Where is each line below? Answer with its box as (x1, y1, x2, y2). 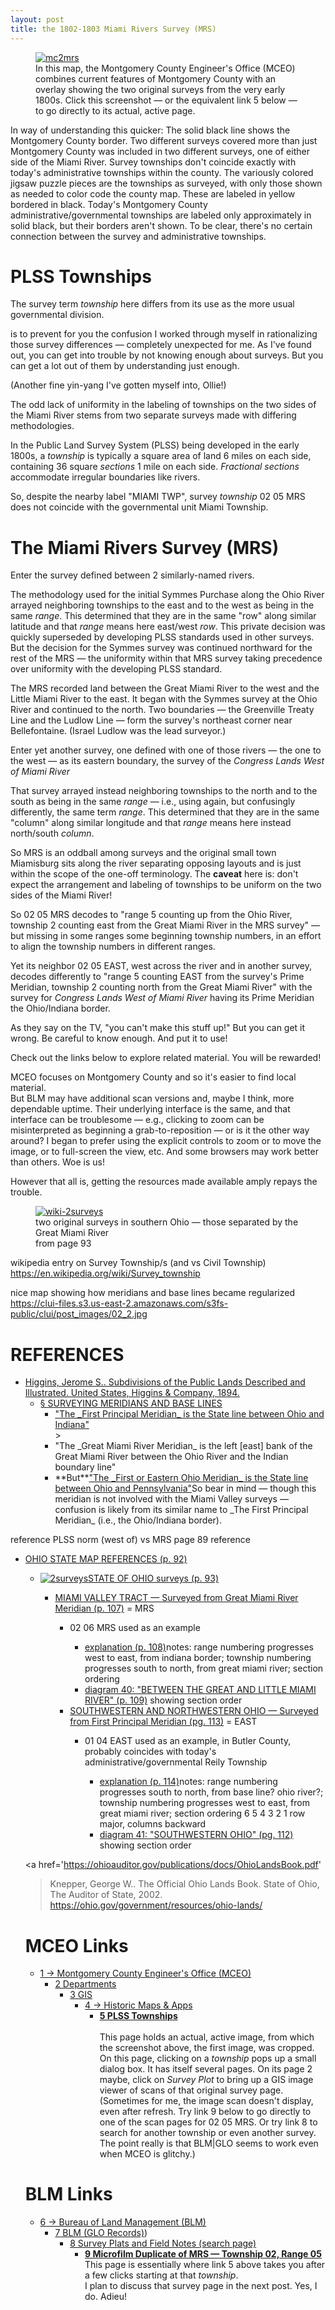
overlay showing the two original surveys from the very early (35, 83, 286, 95)
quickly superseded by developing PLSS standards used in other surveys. (10, 631, 315, 643)
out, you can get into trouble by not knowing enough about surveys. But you (10, 349, 324, 361)
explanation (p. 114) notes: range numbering (99, 1776, 278, 1788)
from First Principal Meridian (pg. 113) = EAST (69, 1716, 258, 1728)
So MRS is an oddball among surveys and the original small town (10, 847, 277, 859)
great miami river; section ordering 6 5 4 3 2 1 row (99, 1807, 306, 1820)
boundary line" (54, 1461, 117, 1473)
